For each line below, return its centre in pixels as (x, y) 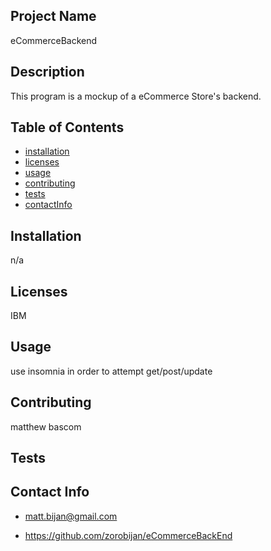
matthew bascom (46, 426)
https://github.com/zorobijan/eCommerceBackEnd (128, 535)
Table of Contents (67, 127)
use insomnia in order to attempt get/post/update (111, 371)
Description (47, 72)
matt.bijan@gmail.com (71, 516)
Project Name (53, 16)
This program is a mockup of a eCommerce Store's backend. (136, 96)
